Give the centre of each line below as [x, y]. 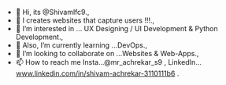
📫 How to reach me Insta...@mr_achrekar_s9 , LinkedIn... [109, 62]
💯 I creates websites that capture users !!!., [85, 20]
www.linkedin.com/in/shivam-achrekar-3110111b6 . [97, 73]
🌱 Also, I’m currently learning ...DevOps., [82, 45]
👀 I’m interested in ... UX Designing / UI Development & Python [117, 28]
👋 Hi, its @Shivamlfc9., [52, 12]
